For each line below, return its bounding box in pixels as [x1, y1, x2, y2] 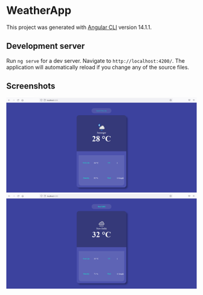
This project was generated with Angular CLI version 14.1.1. [6, 24, 152, 31]
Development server [6, 41, 85, 51]
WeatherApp [6, 4, 71, 17]
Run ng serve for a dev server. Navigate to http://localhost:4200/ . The [6, 57, 185, 64]
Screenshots [6, 81, 56, 91]
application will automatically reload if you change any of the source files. [6, 63, 189, 71]
